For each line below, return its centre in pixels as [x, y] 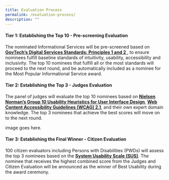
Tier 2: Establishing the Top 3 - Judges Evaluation [59, 85]
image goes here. [24, 127]
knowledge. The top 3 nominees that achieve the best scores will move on [83, 112]
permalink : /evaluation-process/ [40, 15]
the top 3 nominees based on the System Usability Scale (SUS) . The [77, 156]
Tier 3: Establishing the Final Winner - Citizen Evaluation [66, 139]
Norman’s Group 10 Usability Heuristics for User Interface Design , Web [81, 102]
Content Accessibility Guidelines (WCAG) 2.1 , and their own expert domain [84, 107]
